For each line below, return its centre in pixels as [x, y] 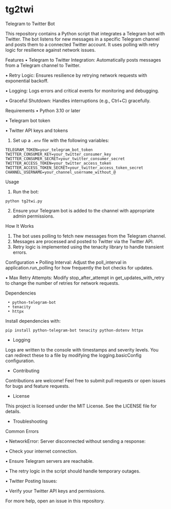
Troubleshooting [30, 421]
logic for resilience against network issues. [51, 50]
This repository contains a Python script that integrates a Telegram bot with [85, 33]
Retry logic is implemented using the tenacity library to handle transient [88, 247]
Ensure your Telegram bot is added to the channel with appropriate [84, 210]
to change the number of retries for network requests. [62, 283]
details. [13, 411]
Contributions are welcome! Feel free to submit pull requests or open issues [85, 380]
